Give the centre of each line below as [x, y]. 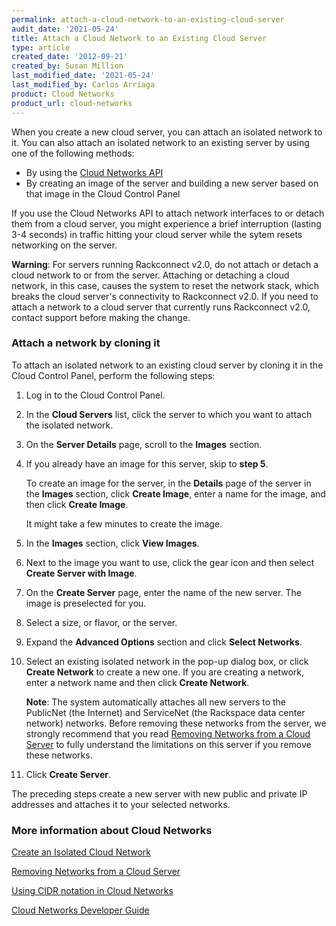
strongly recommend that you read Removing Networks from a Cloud [168, 733]
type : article [41, 47]
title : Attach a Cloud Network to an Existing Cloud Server [139, 38]
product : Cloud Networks [63, 94]
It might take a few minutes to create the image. [124, 523]
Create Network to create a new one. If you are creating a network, [165, 672]
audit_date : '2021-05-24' [65, 29]
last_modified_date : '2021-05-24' [83, 76]
